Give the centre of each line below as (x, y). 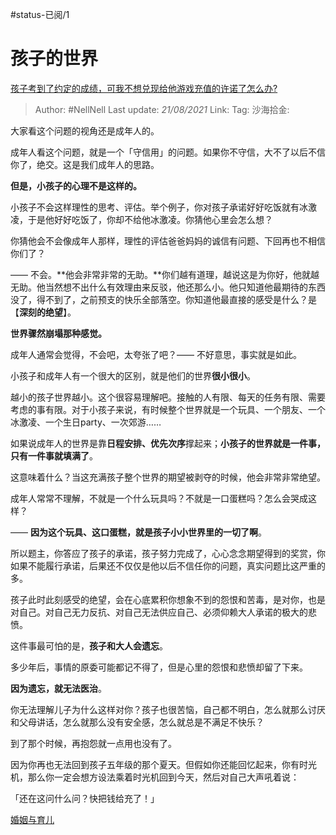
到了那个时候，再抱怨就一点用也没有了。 (93, 743)
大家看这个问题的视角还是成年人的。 (85, 130)
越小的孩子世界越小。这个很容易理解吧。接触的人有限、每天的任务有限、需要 (168, 397)
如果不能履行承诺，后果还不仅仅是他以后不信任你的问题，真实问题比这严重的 (168, 565)
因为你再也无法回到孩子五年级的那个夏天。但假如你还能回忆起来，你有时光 (163, 764)
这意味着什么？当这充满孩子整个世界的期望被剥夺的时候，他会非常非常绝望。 (168, 477)
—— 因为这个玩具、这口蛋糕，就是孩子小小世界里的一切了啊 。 (138, 532)
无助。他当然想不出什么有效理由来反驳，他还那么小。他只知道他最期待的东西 (168, 287)
